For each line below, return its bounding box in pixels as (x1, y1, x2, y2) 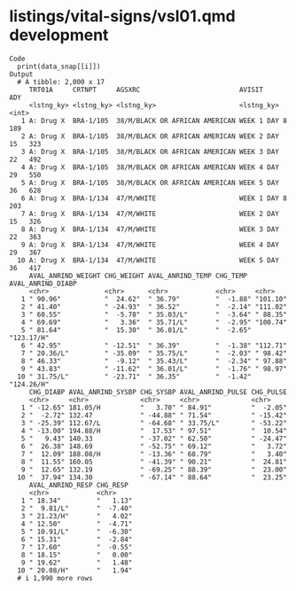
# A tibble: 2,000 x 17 (17, 77, 105, 86)
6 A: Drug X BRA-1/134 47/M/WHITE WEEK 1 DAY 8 (20, 193, 288, 203)
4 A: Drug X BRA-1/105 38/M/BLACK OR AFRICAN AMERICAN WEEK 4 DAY (20, 162, 279, 172)
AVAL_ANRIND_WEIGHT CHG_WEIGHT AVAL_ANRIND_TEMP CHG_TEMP (28, 271, 248, 280)
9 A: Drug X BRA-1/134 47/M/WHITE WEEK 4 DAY (20, 240, 279, 249)
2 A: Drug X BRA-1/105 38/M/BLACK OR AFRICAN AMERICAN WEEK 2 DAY (20, 131, 279, 141)
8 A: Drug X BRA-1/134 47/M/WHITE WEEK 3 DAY (20, 224, 279, 234)
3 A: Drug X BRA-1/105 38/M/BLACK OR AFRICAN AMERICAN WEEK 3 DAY (20, 147, 279, 156)
